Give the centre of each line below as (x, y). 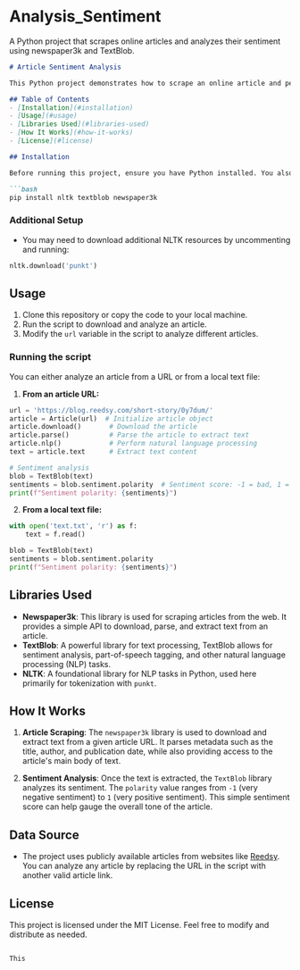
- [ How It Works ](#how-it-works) (71, 133)
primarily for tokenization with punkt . (89, 683)
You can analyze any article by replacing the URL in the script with (144, 866)
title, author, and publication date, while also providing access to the (147, 751)
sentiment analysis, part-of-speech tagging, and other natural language (154, 655)
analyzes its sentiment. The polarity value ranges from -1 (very (140, 788)
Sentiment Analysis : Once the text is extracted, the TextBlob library (147, 778)
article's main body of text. (71, 761)
